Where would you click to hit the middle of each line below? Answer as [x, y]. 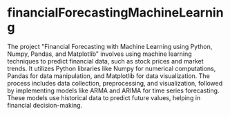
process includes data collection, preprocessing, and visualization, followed [115, 83]
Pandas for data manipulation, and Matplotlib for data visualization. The [109, 76]
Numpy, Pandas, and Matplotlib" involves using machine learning [99, 54]
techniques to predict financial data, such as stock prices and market [105, 61]
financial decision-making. [45, 105]
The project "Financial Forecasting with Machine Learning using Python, [110, 46]
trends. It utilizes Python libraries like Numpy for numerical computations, [112, 68]
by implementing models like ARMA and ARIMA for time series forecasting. [113, 90]
